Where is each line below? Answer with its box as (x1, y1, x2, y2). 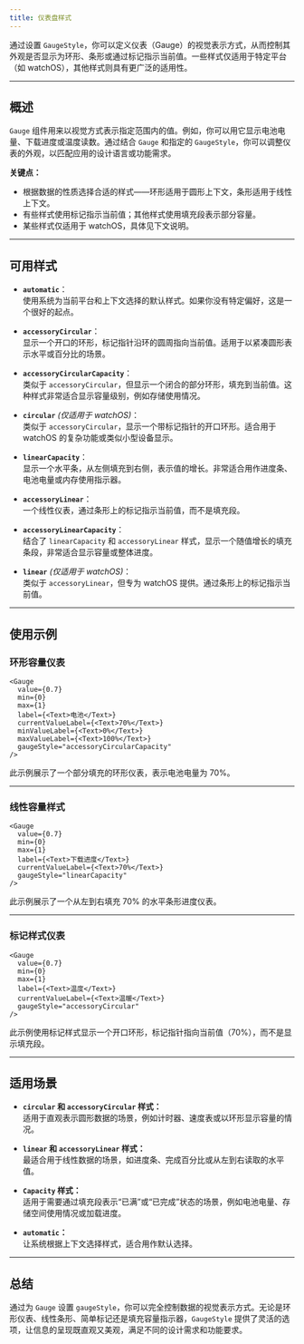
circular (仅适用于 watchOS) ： (22, 410, 140, 421)
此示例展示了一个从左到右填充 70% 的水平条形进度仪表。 (9, 896, 222, 907)
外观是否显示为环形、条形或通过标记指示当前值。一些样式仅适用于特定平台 (9, 51, 287, 62)
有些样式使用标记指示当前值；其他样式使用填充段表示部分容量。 (22, 209, 261, 220)
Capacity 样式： (22, 1185, 81, 1196)
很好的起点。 (30, 307, 79, 317)
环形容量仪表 (9, 656, 66, 668)
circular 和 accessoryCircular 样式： (22, 1101, 162, 1112)
